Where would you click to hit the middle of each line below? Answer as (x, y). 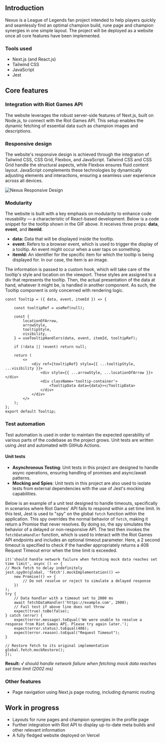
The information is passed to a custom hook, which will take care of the (78, 269)
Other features (23, 681)
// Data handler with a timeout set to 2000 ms (64, 598)
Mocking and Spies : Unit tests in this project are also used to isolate (82, 483)
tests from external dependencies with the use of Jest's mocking (78, 488)
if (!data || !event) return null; (50, 347)
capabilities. (24, 494)
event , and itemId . (24, 229)
